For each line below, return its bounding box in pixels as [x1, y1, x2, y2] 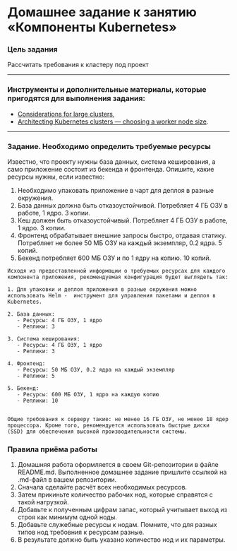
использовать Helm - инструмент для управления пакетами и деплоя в [7, 292, 217, 300]
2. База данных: [7, 311, 55, 318]
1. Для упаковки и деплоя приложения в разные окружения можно [7, 286, 197, 293]
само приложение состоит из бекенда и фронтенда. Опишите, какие [7, 165, 214, 174]
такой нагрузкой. [17, 498, 69, 506]
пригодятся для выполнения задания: [7, 93, 146, 103]
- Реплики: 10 [16, 397, 59, 405]
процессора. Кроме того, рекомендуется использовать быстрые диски [7, 422, 210, 429]
